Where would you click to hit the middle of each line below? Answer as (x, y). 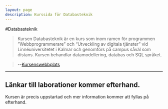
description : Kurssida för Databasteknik (49, 15)
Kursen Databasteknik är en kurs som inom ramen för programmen (86, 39)
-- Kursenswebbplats (38, 64)
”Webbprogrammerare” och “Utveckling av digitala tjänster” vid (83, 44)
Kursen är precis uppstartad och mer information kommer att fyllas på (77, 97)
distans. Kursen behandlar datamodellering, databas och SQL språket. (89, 55)
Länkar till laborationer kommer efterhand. (73, 85)
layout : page (19, 10)
